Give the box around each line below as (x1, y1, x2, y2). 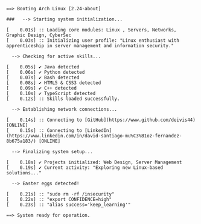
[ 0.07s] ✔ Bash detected (6, 74, 80, 81)
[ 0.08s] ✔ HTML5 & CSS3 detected (6, 80, 101, 86)
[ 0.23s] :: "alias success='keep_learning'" (6, 202, 131, 208)
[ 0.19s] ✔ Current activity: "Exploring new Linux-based (6, 165, 164, 171)
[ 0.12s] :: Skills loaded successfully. (6, 96, 120, 102)
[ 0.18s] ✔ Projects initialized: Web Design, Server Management (6, 159, 182, 165)
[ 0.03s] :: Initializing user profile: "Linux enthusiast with (6, 38, 180, 44)
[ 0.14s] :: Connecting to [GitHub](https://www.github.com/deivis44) (6, 117, 196, 123)
